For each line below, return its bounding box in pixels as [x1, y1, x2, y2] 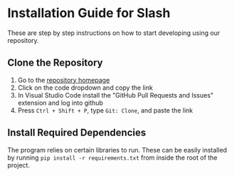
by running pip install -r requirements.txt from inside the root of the [7, 153, 218, 162]
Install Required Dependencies [7, 127, 147, 139]
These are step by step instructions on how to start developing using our [7, 29, 220, 37]
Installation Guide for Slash [7, 5, 171, 21]
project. [7, 160, 31, 169]
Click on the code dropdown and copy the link [17, 83, 153, 92]
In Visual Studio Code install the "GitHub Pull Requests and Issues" [17, 90, 214, 99]
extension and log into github [17, 98, 103, 107]
